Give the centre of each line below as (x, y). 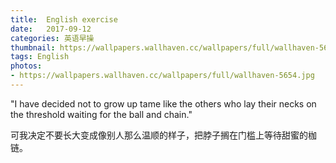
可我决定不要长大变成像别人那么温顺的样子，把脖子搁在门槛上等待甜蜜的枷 (163, 135)
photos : (26, 66)
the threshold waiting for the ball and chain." (101, 114)
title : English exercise (64, 19)
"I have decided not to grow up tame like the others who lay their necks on (163, 103)
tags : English (40, 57)
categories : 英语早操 (52, 38)
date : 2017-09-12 (51, 29)
